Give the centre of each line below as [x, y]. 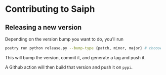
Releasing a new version [43, 27]
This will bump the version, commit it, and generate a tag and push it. [75, 57]
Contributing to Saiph [50, 9]
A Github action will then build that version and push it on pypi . [69, 67]
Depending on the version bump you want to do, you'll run [64, 39]
